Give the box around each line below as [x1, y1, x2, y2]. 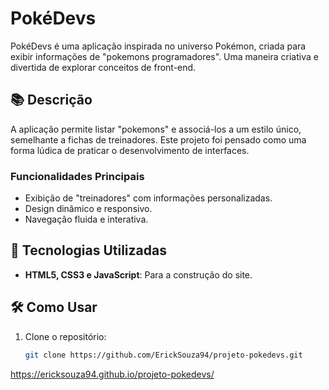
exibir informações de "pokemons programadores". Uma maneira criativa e [10, 50, 319, 62]
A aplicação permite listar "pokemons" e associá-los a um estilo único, [10, 123, 302, 135]
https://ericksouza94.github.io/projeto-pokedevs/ [10, 368, 215, 380]
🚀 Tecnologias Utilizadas [10, 242, 167, 259]
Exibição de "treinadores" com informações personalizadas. [24, 192, 273, 204]
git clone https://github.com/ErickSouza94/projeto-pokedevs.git [24, 350, 303, 360]
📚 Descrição [10, 92, 93, 109]
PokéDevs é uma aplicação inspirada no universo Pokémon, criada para [10, 40, 307, 52]
